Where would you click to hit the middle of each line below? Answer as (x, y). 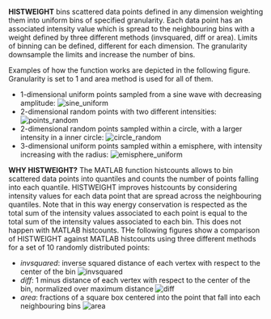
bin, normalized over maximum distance (87, 289)
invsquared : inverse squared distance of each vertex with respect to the (140, 263)
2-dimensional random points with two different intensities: (118, 111)
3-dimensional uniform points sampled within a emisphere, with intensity (141, 146)
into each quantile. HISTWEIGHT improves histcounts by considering (123, 187)
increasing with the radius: (64, 154)
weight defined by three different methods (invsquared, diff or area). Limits (133, 37)
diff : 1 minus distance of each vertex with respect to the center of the (135, 280)
